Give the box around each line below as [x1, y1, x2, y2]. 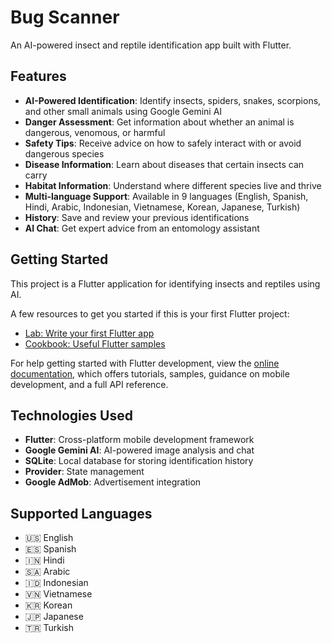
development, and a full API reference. [10, 378, 169, 390]
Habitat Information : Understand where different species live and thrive [24, 179, 322, 191]
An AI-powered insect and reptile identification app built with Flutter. [10, 39, 292, 51]
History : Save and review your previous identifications [24, 211, 250, 223]
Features [10, 68, 67, 85]
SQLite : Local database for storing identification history [24, 455, 254, 467]
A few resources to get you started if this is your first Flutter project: [10, 307, 290, 320]
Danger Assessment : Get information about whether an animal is [24, 116, 295, 128]
